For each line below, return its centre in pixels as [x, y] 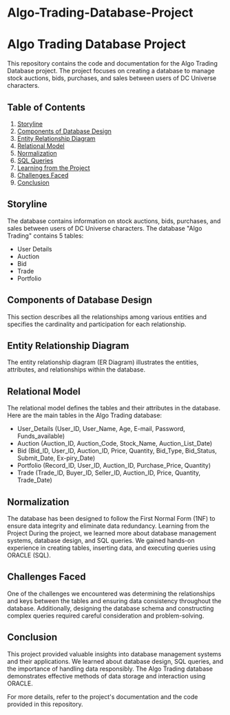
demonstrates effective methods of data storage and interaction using [106, 676]
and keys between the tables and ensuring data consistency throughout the [114, 601]
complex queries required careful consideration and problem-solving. [106, 616]
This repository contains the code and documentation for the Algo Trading [113, 64]
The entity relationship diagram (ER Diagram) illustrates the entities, [103, 362]
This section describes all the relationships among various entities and [107, 316]
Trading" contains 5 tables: [45, 236]
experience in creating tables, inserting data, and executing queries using [111, 548]
